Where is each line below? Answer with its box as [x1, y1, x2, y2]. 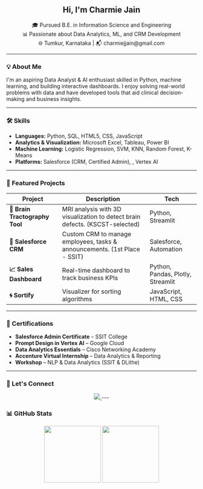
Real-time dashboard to [62, 266, 130, 274]
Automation [149, 245, 183, 253]
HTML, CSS [149, 294, 183, 303]
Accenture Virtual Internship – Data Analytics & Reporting [14, 352, 161, 359]
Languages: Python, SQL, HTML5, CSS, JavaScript [14, 132, 143, 140]
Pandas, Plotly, [149, 270, 192, 278]
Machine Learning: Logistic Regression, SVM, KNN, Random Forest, [14, 145, 185, 153]
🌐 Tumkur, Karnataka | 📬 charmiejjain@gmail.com [38, 39, 165, 47]
